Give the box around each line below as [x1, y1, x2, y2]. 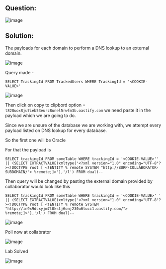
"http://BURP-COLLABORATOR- [100, 165, 159, 170]
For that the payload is [5, 146, 51, 152]
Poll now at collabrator [5, 229, 51, 235]
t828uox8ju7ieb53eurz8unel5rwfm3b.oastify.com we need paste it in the [5, 107, 151, 113]
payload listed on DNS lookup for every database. [5, 127, 107, 134]
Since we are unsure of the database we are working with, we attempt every [5, 122, 162, 128]
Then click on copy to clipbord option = [5, 102, 86, 108]
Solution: [5, 32, 34, 40]
